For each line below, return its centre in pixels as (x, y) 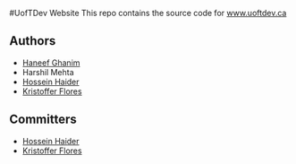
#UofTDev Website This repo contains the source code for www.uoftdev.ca (148, 13)
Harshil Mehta (48, 72)
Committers (43, 120)
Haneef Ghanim (51, 63)
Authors (33, 41)
